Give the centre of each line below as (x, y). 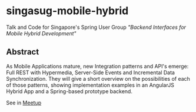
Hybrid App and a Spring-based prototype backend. (69, 91)
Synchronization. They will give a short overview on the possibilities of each (98, 78)
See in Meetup (24, 103)
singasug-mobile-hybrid (67, 11)
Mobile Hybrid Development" (41, 33)
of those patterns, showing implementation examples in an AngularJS (90, 85)
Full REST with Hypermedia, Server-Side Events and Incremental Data (91, 73)
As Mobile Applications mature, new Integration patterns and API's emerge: (97, 66)
